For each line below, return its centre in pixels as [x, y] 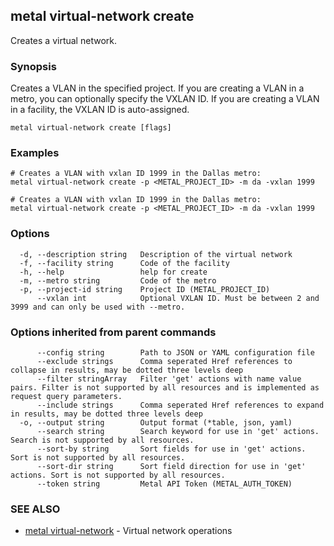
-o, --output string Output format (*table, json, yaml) [156, 423]
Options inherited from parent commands [113, 332]
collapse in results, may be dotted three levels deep [127, 370]
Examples [35, 153]
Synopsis [33, 66]
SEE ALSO [35, 509]
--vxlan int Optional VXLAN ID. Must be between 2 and [178, 298]
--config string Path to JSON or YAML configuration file [175, 353]
